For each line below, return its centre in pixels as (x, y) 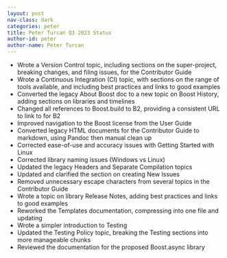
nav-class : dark (30, 20)
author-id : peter (32, 39)
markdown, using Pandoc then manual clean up (84, 138)
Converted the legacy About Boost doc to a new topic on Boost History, (118, 94)
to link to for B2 (39, 116)
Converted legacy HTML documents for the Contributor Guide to (108, 130)
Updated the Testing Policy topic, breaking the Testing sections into (112, 233)
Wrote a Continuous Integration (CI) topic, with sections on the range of (118, 79)
